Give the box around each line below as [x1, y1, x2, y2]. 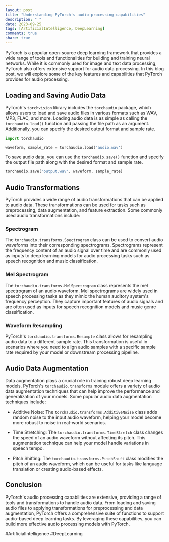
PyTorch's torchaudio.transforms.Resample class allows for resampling [5, 333, 153, 339]
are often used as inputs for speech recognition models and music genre [5, 304, 156, 310]
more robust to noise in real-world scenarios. [12, 419, 107, 425]
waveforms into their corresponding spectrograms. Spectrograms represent [5, 242, 163, 248]
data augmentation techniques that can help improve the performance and [5, 388, 160, 394]
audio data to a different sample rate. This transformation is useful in [5, 339, 148, 345]
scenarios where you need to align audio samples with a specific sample [5, 344, 156, 350]
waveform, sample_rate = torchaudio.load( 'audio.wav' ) [5, 145, 123, 150]
